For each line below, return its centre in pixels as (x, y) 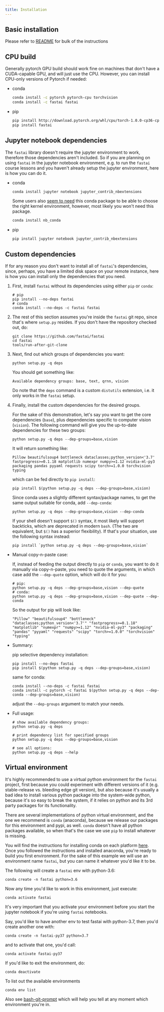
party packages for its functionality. (41, 805)
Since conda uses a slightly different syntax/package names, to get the (84, 497)
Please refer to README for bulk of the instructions (57, 41)
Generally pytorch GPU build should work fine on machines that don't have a (82, 69)
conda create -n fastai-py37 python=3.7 (47, 936)
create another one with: (30, 927)
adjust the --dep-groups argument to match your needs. (68, 704)
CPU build (21, 57)
